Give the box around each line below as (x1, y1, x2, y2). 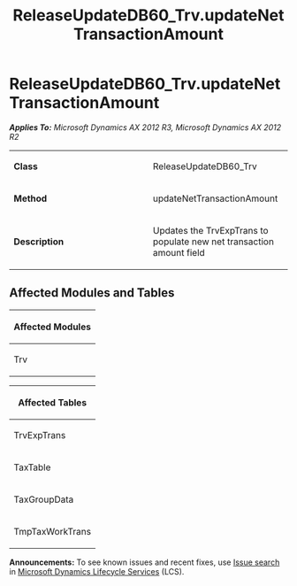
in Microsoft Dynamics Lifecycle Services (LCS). (9, 566, 185, 576)
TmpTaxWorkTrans (13, 525, 91, 537)
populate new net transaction (153, 235, 274, 248)
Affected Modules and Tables (9, 285, 175, 301)
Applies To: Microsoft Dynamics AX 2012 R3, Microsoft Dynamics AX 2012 (9, 121, 282, 133)
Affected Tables (18, 396, 87, 408)
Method (13, 192, 48, 204)
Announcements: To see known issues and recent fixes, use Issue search (9, 557, 280, 567)
